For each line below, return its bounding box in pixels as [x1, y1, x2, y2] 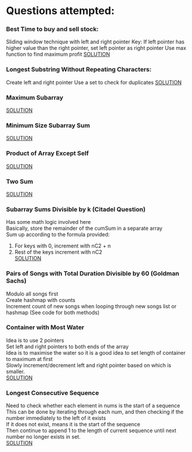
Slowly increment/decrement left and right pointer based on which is [6, 362, 172, 369]
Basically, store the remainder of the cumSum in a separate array [6, 225, 163, 232]
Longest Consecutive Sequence [6, 389, 100, 397]
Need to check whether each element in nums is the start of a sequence [6, 402, 180, 409]
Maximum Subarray [6, 93, 63, 101]
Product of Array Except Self [6, 149, 89, 158]
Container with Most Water [6, 324, 85, 332]
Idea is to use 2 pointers [6, 337, 64, 344]
